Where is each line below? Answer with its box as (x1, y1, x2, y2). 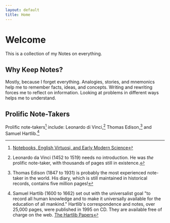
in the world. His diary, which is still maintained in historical (24, 175, 148, 181)
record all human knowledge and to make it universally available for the (12, 196, 161, 202)
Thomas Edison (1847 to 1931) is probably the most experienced (12, 170, 147, 176)
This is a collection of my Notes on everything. (5, 51, 102, 57)
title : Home (5, 12, 30, 17)
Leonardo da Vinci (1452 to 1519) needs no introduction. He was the (12, 155, 154, 161)
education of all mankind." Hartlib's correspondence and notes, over (12, 201, 155, 207)
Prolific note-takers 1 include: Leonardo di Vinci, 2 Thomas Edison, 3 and (5, 123, 152, 130)
